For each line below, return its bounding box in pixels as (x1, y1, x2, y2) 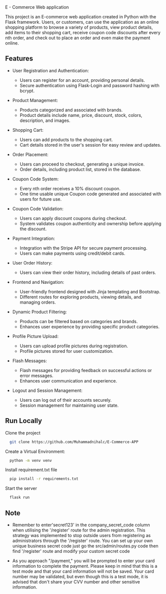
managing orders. (19, 299, 56, 305)
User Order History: (12, 260, 53, 266)
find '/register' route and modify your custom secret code (12, 548, 130, 554)
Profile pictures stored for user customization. (19, 348, 114, 354)
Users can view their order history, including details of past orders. (19, 270, 156, 275)
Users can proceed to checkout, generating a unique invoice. (19, 161, 145, 167)
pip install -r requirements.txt (9, 477, 79, 482)
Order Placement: (12, 151, 49, 158)
